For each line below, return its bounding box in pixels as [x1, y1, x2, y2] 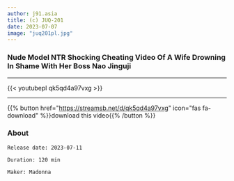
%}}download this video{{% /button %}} [40, 111, 156, 119]
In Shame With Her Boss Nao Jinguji [7, 61, 132, 71]
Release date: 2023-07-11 [7, 144, 82, 151]
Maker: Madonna [7, 168, 52, 175]
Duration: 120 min [7, 156, 61, 164]
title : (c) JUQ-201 [7, 17, 64, 24]
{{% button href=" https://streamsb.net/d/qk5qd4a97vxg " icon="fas [7, 104, 201, 112]
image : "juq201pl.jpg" [7, 29, 73, 37]
